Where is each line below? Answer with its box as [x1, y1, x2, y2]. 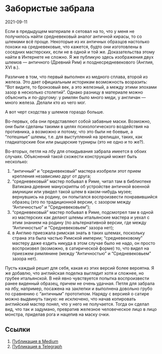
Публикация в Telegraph [12, 343, 62, 349]
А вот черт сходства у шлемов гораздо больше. [5, 109, 104, 114]
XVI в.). [5, 64, 20, 70]
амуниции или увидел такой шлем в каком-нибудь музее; [12, 189, 132, 194]
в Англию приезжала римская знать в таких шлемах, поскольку [12, 230, 145, 236]
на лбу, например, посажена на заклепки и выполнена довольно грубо [5, 286, 153, 291]
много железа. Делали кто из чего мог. [5, 99, 86, 105]
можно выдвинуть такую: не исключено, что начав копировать [5, 296, 136, 302]
